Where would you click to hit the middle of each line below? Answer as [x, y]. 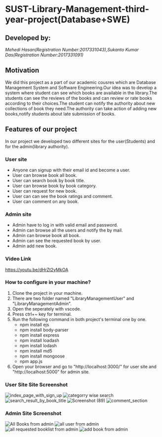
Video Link [18, 259]
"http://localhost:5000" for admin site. [51, 372]
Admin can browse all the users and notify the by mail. [68, 230]
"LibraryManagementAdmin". [42, 303]
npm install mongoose [42, 356]
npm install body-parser [44, 330]
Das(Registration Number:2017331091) [44, 55]
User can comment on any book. [45, 201]
